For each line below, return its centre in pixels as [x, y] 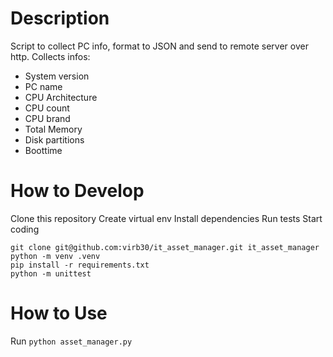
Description [60, 18]
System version [57, 76]
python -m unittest [51, 273]
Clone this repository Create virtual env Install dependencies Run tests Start [166, 218]
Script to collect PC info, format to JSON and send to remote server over [159, 46]
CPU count [47, 108]
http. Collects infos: [50, 56]
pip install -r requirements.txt [80, 265]
